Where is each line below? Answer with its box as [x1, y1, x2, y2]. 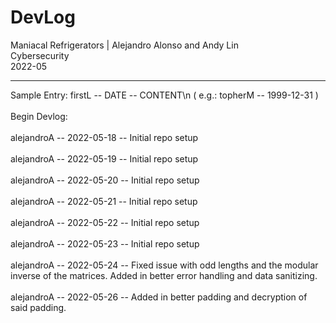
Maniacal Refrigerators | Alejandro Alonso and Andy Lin [10, 39, 239, 51]
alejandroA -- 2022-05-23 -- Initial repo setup [10, 237, 200, 250]
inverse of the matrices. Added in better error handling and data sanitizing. [10, 269, 318, 281]
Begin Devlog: [10, 110, 68, 122]
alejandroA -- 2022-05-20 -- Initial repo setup [10, 174, 200, 186]
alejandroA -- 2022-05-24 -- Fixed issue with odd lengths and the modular [10, 259, 319, 271]
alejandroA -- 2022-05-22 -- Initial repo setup [10, 216, 200, 228]
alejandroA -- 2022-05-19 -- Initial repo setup [10, 152, 199, 165]
